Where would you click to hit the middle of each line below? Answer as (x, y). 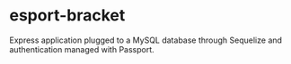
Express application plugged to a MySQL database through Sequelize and (146, 40)
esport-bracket (67, 16)
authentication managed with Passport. (82, 49)
